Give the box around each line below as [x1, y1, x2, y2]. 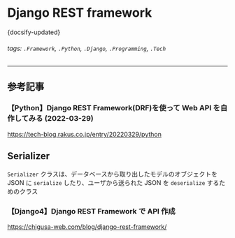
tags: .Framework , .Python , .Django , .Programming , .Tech [7, 44, 166, 52]
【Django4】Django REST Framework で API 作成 [7, 206, 176, 216]
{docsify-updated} [7, 28, 61, 36]
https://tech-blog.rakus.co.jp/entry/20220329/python [7, 130, 162, 138]
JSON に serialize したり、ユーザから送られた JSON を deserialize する [7, 178, 220, 186]
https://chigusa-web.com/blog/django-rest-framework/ [7, 222, 167, 231]
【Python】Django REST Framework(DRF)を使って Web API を [7, 103, 220, 113]
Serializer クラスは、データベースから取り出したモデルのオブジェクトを [7, 170, 218, 178]
